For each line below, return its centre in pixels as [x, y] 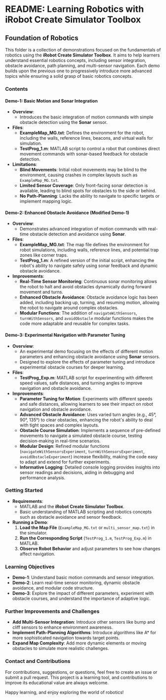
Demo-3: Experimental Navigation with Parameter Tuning [65, 335]
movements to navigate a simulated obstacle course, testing [81, 435]
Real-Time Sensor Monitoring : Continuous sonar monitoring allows [88, 281]
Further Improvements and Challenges [52, 611]
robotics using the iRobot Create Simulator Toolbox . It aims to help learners [83, 55]
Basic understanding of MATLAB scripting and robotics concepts [86, 512]
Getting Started [24, 490]
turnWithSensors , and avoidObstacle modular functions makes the [87, 319]
